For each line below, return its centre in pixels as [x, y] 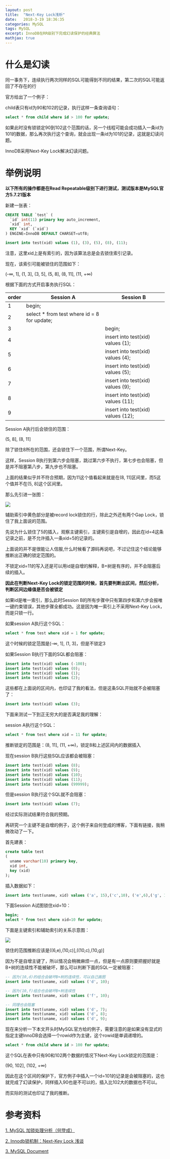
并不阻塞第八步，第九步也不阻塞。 [45, 467]
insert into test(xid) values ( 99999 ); [47, 784]
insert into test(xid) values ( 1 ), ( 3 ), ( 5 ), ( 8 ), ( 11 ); [67, 243]
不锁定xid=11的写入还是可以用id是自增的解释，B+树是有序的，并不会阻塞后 [83, 566]
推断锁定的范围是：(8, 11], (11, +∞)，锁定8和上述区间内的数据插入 [73, 745]
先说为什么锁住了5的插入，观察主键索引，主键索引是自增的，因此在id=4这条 [84, 531]
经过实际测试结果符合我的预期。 [38, 814]
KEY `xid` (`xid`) [29, 229]
